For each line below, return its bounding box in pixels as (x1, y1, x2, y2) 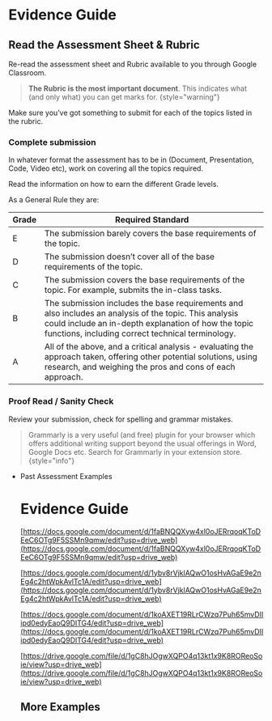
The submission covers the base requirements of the (44, 274, 245, 286)
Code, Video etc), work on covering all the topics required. (8, 163, 204, 173)
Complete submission (8, 136, 97, 147)
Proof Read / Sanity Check (8, 396, 114, 407)
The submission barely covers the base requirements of (44, 228, 257, 240)
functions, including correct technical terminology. (44, 328, 236, 339)
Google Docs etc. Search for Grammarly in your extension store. (28, 447, 243, 456)
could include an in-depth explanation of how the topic (44, 318, 253, 329)
